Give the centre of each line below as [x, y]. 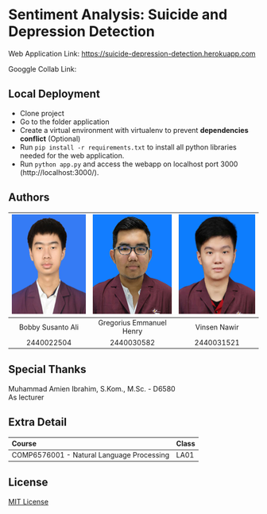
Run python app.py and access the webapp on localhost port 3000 [129, 164]
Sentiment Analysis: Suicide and [118, 15]
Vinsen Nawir [217, 327]
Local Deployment [54, 94]
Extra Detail [38, 422]
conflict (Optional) [50, 138]
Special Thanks [47, 370]
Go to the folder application [64, 122]
